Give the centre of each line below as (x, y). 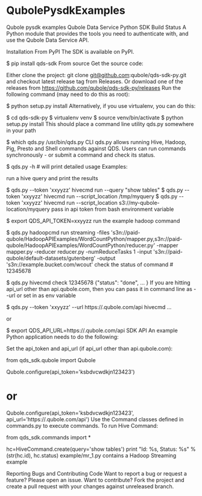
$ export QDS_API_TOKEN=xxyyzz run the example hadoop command (93, 221)
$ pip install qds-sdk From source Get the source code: (75, 63)
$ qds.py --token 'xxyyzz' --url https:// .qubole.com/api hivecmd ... (89, 307)
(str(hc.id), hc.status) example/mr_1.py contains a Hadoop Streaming (91, 455)
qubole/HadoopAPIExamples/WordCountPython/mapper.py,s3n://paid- (94, 239)
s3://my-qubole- (139, 202)
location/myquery (28, 209)
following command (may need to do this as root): (68, 94)
